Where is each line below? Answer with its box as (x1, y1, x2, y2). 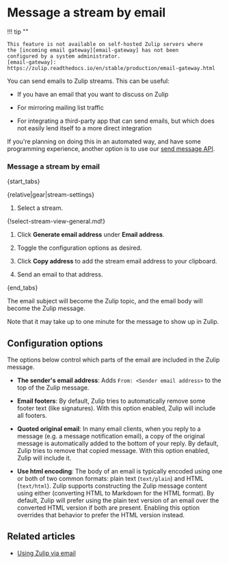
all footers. (16, 412, 48, 420)
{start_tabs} (7, 177, 40, 186)
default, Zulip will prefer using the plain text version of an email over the (16, 496, 219, 505)
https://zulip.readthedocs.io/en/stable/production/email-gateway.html (7, 64, 215, 71)
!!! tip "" (7, 27, 29, 36)
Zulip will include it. (16, 454, 72, 462)
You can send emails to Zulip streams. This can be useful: (7, 77, 170, 85)
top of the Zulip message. (16, 384, 90, 392)
